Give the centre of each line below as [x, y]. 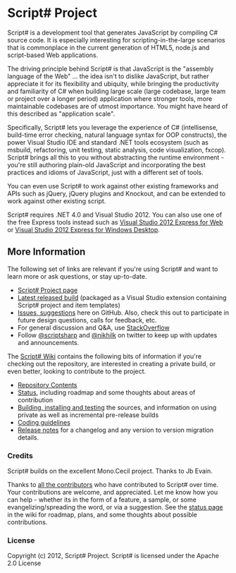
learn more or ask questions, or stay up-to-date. [77, 276]
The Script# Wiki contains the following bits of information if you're [105, 356]
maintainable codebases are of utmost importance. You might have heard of [118, 106]
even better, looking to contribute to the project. [77, 371]
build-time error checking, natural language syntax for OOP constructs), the [117, 135]
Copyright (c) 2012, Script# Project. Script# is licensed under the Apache [113, 556]
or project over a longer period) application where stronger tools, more [110, 98]
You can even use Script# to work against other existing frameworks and [113, 186]
